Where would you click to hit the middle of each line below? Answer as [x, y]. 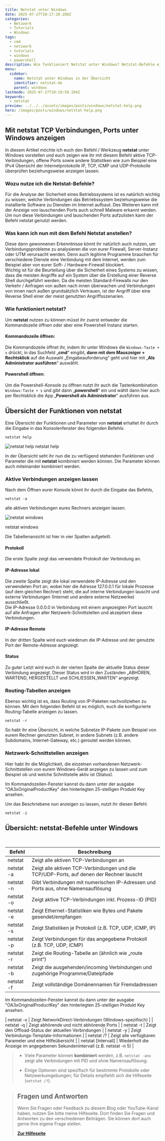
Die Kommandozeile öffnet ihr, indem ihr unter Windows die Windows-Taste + [82, 347]
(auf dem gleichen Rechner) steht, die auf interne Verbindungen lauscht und [82, 591]
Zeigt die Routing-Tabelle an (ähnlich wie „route [87, 953]
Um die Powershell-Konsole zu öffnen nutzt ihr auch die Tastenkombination [82, 385]
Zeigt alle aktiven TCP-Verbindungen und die [84, 868]
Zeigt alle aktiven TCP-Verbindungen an [78, 860]
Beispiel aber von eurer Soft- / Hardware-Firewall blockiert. [65, 265]
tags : [11, 37]
